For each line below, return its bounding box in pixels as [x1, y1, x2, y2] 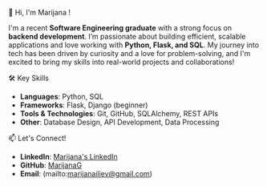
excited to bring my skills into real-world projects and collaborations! [8, 57, 235, 67]
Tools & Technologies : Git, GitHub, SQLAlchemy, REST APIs [19, 109, 219, 118]
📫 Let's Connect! [8, 133, 67, 143]
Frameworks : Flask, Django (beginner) [19, 100, 148, 110]
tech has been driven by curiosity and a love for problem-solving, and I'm [8, 49, 251, 58]
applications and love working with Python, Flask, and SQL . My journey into [8, 40, 259, 50]
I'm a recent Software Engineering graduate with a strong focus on [8, 23, 233, 32]
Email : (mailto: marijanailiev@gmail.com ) [19, 169, 152, 178]
